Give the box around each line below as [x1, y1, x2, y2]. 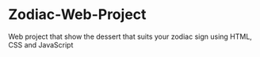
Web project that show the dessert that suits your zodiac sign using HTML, [8, 32, 252, 41]
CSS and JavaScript [8, 40, 74, 49]
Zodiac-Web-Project [8, 6, 147, 24]
